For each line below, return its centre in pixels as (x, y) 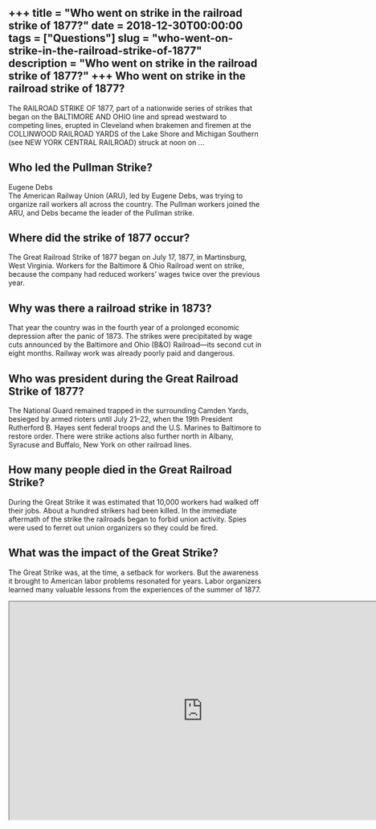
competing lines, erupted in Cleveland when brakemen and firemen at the (130, 125)
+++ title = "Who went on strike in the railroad (125, 13)
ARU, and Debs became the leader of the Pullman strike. (102, 212)
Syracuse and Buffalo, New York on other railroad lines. (100, 445)
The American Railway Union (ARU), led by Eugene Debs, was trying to (126, 196)
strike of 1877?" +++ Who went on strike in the (127, 76)
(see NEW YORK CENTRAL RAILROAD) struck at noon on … (106, 142)
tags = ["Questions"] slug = (79, 38)
